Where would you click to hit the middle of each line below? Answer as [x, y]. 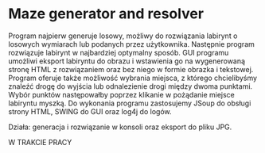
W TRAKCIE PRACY [40, 142]
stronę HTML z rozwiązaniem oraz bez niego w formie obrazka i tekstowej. [131, 69]
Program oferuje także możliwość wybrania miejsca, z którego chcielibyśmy [132, 78]
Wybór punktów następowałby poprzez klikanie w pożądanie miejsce [121, 94]
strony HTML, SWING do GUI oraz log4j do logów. [90, 111]
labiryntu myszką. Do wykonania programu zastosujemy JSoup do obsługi [130, 103]
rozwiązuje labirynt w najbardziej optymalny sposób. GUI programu [119, 52]
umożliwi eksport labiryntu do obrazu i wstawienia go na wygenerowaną [127, 61]
